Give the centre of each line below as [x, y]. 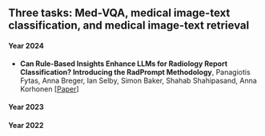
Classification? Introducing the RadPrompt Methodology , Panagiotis [135, 72]
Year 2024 [26, 45]
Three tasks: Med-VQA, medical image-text [119, 13]
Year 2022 [26, 125]
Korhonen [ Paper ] [49, 89]
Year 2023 [26, 107]
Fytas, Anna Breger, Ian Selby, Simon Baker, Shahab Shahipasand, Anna [139, 80]
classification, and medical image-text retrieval [129, 26]
